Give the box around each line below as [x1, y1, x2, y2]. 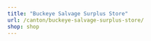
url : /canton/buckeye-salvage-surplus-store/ [7, 17, 144, 24]
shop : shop [7, 23, 40, 30]
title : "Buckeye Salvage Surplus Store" [7, 10, 129, 17]
